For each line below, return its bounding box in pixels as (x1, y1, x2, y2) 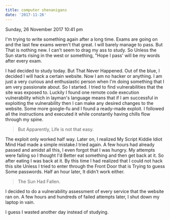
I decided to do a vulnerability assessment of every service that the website (5, 188, 164, 194)
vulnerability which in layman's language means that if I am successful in (5, 95, 158, 101)
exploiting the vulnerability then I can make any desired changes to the (5, 100, 154, 106)
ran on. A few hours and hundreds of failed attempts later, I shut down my (5, 194, 160, 200)
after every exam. (5, 58, 42, 64)
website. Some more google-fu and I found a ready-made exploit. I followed (5, 105, 164, 112)
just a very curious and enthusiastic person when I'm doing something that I (5, 78, 164, 85)
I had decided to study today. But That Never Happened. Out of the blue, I (5, 67, 160, 74)
